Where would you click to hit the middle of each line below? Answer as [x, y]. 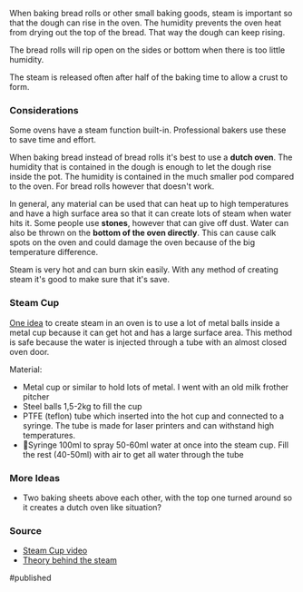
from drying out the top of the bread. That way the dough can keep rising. [147, 32]
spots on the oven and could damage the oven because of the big [132, 242]
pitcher [36, 396]
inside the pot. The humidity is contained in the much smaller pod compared [152, 177]
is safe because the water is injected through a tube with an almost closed [148, 342]
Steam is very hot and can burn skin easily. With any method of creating [144, 270]
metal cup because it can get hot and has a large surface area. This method [151, 332]
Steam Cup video [55, 551]
